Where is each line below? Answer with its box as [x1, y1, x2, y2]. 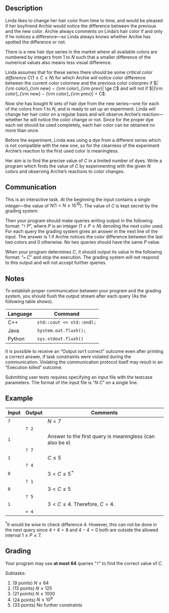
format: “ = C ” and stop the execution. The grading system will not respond [5, 254, 159, 261]
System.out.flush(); [37, 328, 87, 334]
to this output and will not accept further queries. [5, 260, 107, 266]
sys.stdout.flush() [37, 336, 84, 342]
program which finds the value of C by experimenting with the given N [5, 163, 151, 169]
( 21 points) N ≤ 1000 [12, 590, 55, 596]
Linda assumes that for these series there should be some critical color [5, 69, 153, 75]
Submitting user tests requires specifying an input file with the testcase [5, 374, 153, 380]
